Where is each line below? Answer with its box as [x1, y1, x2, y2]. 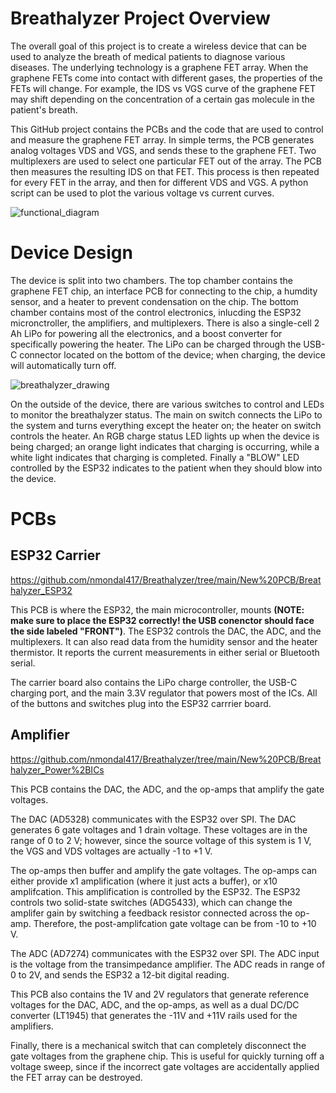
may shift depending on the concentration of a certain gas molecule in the [10, 93, 315, 105]
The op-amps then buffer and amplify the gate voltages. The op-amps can [10, 864, 318, 876]
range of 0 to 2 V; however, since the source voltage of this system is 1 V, [10, 834, 312, 846]
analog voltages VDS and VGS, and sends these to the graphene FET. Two [10, 144, 317, 156]
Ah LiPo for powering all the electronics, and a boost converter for [10, 327, 283, 339]
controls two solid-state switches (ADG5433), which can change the [10, 896, 293, 908]
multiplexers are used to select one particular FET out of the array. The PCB [10, 155, 322, 167]
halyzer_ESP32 [10, 584, 73, 596]
